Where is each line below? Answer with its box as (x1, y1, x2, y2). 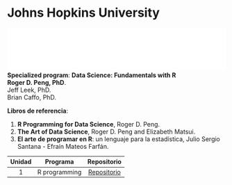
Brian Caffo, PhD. (7, 92, 57, 102)
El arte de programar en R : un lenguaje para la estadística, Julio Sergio (17, 134, 221, 143)
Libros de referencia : (7, 106, 69, 115)
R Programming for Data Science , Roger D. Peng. (17, 120, 160, 128)
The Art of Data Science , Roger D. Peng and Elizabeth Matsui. (17, 127, 196, 136)
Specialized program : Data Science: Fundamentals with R (7, 71, 176, 79)
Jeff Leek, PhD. (7, 86, 51, 94)
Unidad (10, 158, 32, 166)
